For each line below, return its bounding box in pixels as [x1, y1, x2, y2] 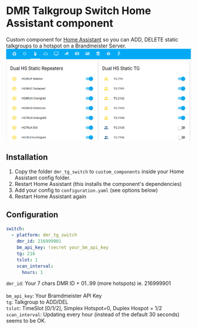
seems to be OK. [6, 317, 46, 324]
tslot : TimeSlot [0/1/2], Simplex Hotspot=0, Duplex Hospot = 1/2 [6, 305, 162, 312]
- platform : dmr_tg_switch [11, 232, 77, 238]
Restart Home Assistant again [14, 192, 87, 200]
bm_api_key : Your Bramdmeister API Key [6, 292, 102, 300]
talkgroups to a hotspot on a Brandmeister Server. [6, 42, 127, 49]
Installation [6, 152, 48, 162]
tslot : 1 [16, 257, 38, 263]
